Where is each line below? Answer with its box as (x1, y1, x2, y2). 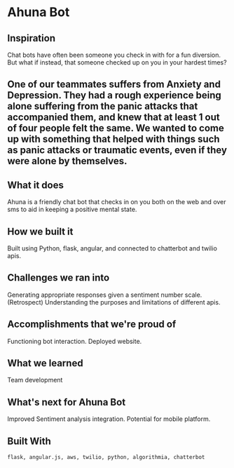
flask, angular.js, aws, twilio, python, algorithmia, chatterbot (7, 454, 205, 461)
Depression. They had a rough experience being (7, 89, 222, 102)
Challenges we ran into (7, 272, 110, 284)
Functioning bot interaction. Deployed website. (7, 337, 142, 345)
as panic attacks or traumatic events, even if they (7, 145, 228, 156)
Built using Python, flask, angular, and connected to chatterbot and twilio (7, 244, 217, 253)
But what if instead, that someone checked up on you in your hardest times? (7, 58, 227, 67)
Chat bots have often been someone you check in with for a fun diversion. (7, 51, 221, 59)
